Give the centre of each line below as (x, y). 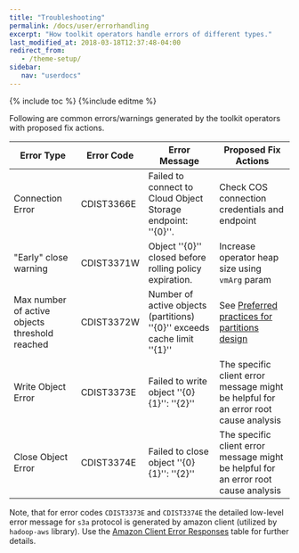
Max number (40, 300)
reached (31, 344)
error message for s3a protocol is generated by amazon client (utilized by (143, 522)
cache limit (171, 338)
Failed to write (178, 381)
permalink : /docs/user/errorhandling (79, 26)
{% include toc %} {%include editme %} (83, 101)
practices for (246, 316)
